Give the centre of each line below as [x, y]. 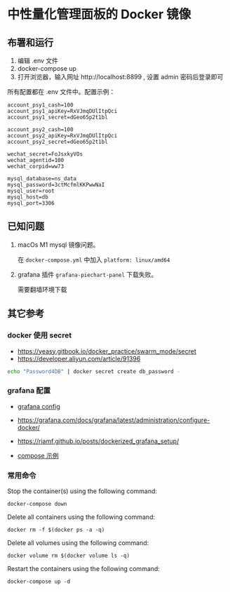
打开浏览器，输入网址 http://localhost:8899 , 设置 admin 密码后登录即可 [120, 77]
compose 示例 [38, 455]
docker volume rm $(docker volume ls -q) [69, 556]
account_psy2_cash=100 [40, 130]
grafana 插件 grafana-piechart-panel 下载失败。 [87, 274]
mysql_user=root [31, 191]
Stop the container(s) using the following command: [82, 491]
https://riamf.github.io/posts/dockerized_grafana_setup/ [98, 441]
